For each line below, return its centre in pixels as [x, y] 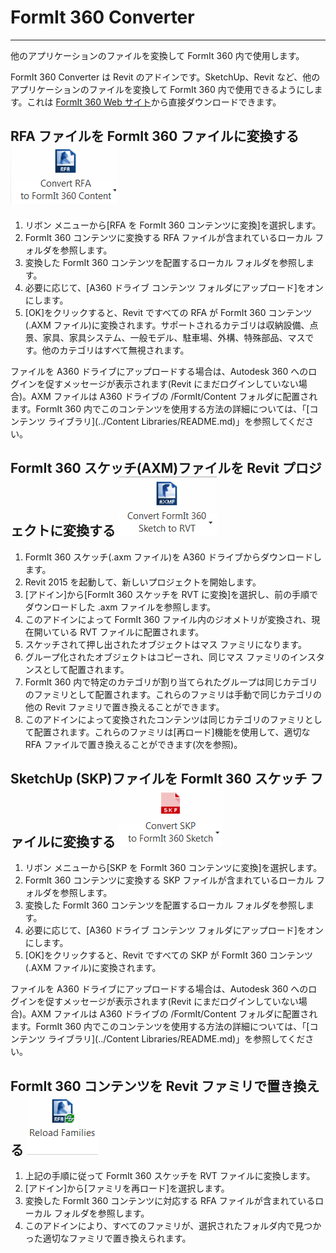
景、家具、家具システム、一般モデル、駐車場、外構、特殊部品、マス [165, 337]
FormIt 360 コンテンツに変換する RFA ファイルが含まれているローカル [168, 237]
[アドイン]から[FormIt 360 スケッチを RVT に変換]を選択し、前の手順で [171, 594]
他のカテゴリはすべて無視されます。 [115, 350]
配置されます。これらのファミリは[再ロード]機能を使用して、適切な [172, 732]
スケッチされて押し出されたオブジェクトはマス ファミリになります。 [165, 644]
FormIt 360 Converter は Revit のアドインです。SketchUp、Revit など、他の [165, 77]
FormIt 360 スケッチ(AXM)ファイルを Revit [145, 468]
